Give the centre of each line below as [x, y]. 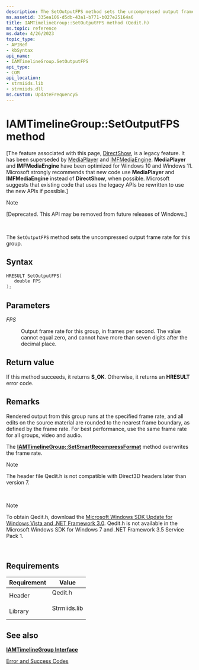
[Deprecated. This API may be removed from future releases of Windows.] [97, 214]
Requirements [33, 566]
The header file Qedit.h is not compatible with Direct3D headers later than [96, 476]
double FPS [28, 281]
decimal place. [39, 344]
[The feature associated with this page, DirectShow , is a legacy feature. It [95, 153]
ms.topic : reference [32, 28]
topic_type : [21, 39]
